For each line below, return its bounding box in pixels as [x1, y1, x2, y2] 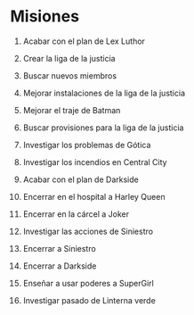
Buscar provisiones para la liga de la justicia [22, 122, 184, 133]
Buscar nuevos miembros [22, 70, 117, 81]
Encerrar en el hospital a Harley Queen [22, 191, 166, 202]
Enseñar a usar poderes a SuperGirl [22, 278, 154, 288]
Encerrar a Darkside [22, 261, 97, 271]
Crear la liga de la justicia [22, 53, 116, 63]
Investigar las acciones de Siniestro [22, 226, 154, 236]
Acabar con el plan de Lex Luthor [22, 36, 146, 46]
